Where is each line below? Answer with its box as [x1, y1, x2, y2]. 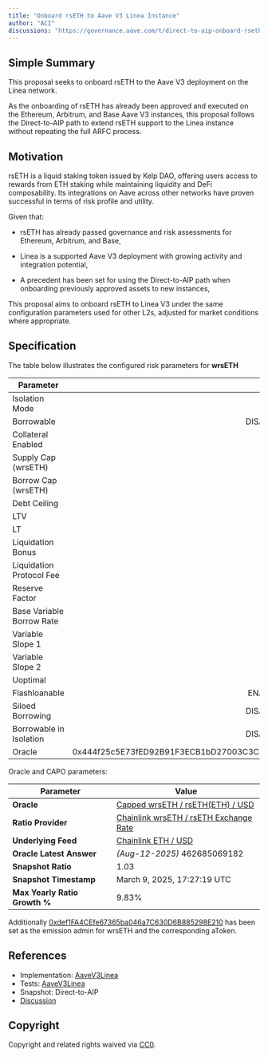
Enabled [12, 438, 43, 449]
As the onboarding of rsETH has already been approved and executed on [8, 101, 249, 111]
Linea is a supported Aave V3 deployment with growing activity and [19, 251, 242, 260]
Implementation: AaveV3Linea [19, 970, 119, 980]
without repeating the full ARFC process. [8, 127, 142, 137]
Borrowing [12, 710, 52, 721]
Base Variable [12, 605, 64, 616]
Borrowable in [12, 723, 65, 734]
